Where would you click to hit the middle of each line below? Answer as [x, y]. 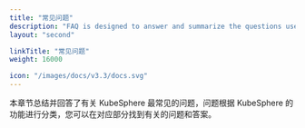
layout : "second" [42, 34]
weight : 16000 [36, 60]
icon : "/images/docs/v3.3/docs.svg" [79, 76]
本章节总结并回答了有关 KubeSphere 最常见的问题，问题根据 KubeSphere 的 [152, 103]
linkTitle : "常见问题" [49, 51]
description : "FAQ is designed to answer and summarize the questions [146, 26]
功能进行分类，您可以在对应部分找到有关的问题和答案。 [113, 114]
